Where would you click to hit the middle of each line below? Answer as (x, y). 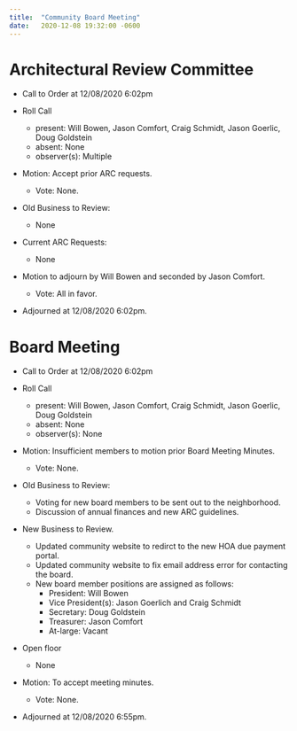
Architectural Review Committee (132, 70)
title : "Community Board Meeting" (75, 17)
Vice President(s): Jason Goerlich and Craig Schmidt (145, 603)
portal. (47, 556)
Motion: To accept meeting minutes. (88, 682)
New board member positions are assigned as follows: (135, 584)
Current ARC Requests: (64, 242)
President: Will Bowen (88, 594)
